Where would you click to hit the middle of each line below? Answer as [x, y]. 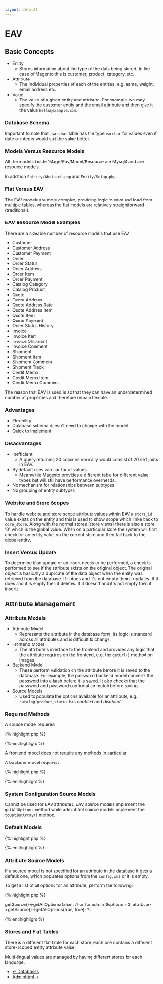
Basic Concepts [29, 52]
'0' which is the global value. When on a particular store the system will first [81, 529]
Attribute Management [40, 604]
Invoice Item [24, 336]
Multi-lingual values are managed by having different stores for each [74, 957]
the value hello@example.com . [48, 110]
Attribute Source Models [35, 860]
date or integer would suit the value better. [47, 138]
